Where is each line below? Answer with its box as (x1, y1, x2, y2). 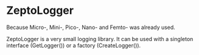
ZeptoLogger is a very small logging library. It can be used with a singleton (6, 35, 194, 42)
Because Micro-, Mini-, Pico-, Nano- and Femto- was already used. (6, 24, 175, 31)
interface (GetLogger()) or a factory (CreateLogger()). (6, 42, 141, 49)
